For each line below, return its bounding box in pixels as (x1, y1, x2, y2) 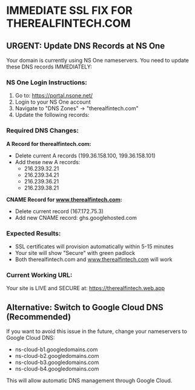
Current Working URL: (6, 271, 73, 279)
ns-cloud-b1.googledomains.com (15, 346, 98, 353)
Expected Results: (6, 229, 61, 237)
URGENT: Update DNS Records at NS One (6, 41, 165, 51)
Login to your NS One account (15, 98, 91, 106)
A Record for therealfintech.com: (6, 140, 91, 147)
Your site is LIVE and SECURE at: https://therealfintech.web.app (6, 285, 165, 292)
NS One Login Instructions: (6, 78, 88, 87)
